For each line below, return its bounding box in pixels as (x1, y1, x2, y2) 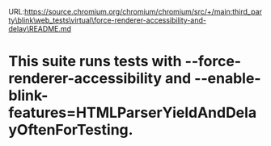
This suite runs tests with (8, 52, 182, 71)
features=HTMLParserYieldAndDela (8, 104, 257, 122)
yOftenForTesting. (8, 121, 133, 140)
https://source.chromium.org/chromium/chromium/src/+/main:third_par (23, 7, 263, 16)
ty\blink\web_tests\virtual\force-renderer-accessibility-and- (8, 15, 206, 25)
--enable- (193, 69, 261, 88)
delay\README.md (8, 24, 71, 33)
